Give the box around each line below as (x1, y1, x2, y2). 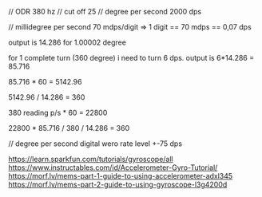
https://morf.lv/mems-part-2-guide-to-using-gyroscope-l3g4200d (8, 179, 228, 189)
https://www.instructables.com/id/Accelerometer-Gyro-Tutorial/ (8, 163, 218, 172)
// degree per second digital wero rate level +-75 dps (8, 139, 182, 148)
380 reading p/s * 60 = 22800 (8, 108, 108, 117)
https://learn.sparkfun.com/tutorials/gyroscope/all (8, 155, 173, 164)
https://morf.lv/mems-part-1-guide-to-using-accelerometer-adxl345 (8, 171, 233, 180)
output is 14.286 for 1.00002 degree (8, 37, 126, 47)
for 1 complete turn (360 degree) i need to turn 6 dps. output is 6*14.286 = (8, 53, 254, 62)
